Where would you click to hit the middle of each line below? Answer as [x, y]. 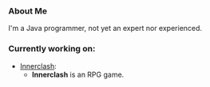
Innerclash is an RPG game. [78, 74]
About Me [28, 11]
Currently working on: [52, 49]
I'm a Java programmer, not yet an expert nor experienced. [105, 28]
